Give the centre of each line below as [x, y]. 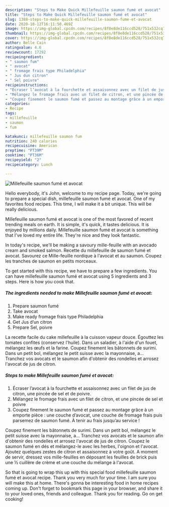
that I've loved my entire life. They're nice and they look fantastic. [73, 235]
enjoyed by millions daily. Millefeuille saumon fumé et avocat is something [82, 230]
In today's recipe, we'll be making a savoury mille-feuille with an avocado [81, 245]
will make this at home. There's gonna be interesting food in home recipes [82, 483]
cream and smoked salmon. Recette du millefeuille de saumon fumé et [78, 250]
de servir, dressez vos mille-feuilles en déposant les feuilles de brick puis [81, 457]
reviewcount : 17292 [26, 52]
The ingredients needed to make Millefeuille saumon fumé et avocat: [79, 293]
